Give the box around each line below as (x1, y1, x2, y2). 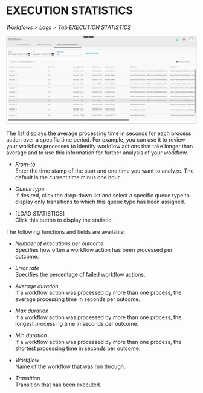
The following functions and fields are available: (6, 228, 126, 235)
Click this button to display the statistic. (14, 216, 114, 223)
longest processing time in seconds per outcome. (14, 320, 139, 327)
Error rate (14, 264, 39, 271)
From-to (14, 160, 36, 168)
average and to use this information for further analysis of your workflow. (6, 149, 188, 156)
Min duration (14, 331, 47, 339)
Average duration (14, 282, 59, 289)
